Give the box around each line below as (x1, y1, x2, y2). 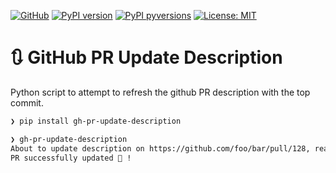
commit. (10, 96, 44, 109)
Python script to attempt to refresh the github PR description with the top (10, 86, 311, 98)
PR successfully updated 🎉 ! (10, 153, 132, 163)
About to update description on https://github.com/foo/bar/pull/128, (10, 143, 311, 154)
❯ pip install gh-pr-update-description (10, 116, 182, 126)
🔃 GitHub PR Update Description (10, 46, 283, 69)
